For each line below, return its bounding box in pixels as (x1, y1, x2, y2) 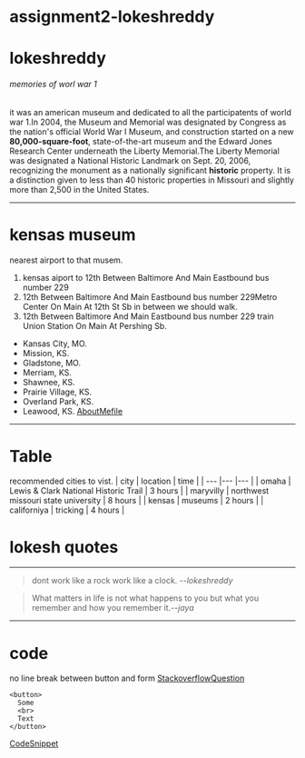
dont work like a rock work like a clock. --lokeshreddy (31, 575, 233, 586)
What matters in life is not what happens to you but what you (31, 593, 260, 603)
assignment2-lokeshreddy (9, 6, 215, 27)
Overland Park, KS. (22, 395, 94, 406)
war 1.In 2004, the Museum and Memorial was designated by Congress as (9, 116, 287, 127)
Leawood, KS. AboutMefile (22, 405, 123, 416)
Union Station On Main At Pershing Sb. (22, 320, 168, 331)
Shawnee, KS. (22, 376, 75, 387)
